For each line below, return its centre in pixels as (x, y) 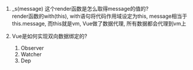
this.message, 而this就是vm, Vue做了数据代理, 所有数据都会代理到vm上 (99, 23)
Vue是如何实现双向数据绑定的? (49, 36)
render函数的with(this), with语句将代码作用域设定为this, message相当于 (99, 16)
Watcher (31, 54)
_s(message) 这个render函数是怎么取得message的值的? (80, 9)
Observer (32, 48)
